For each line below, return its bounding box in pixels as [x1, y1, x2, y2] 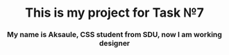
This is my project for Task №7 [25, 5, 204, 21]
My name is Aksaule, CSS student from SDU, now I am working [7, 30, 222, 40]
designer [99, 38, 130, 48]
